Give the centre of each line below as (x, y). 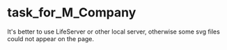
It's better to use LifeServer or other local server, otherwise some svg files (114, 32)
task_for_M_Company (72, 13)
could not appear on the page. (51, 38)
